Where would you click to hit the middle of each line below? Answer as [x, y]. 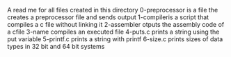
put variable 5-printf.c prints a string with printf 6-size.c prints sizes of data [115, 39]
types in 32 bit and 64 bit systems [56, 46]
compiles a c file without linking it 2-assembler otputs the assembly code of [116, 24]
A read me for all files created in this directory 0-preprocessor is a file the [113, 10]
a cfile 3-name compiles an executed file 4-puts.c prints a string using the [113, 32]
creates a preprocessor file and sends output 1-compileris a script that [108, 17]
